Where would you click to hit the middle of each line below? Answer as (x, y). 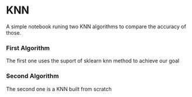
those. (14, 32)
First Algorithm (28, 48)
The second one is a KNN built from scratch (59, 89)
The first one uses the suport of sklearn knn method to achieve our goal (93, 61)
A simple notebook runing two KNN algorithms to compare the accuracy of (96, 26)
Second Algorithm (32, 76)
